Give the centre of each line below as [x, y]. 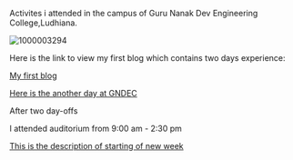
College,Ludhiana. [43, 23]
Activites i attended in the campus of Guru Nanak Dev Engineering [134, 13]
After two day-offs [44, 111]
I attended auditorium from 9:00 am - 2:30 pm [96, 128]
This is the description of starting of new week [96, 146]
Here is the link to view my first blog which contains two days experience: [147, 58]
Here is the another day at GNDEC [74, 93]
